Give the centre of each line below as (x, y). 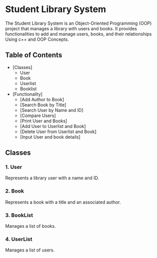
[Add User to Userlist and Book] (53, 126)
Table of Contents (34, 55)
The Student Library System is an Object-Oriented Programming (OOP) (78, 23)
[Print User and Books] (44, 121)
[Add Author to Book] (42, 99)
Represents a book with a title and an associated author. (63, 202)
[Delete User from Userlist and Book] (58, 132)
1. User (14, 167)
